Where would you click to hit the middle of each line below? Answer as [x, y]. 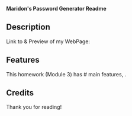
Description [28, 27]
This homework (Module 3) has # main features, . [66, 74]
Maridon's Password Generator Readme [56, 9]
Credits [20, 93]
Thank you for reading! [34, 107]
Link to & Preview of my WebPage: [48, 41]
